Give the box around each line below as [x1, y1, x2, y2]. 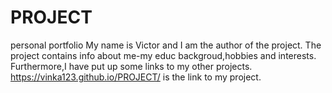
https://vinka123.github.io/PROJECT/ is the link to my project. [10, 71, 262, 83]
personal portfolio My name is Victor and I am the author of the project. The [10, 39, 322, 51]
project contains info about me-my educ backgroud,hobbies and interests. [10, 49, 317, 61]
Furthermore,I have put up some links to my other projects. [10, 60, 253, 72]
